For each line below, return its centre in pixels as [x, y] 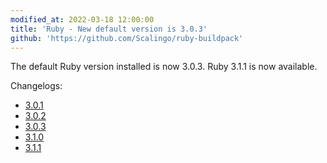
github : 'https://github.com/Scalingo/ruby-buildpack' [127, 38]
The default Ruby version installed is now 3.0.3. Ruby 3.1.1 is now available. [164, 67]
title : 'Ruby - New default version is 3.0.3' [109, 29]
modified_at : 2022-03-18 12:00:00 [82, 19]
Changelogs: [36, 86]
